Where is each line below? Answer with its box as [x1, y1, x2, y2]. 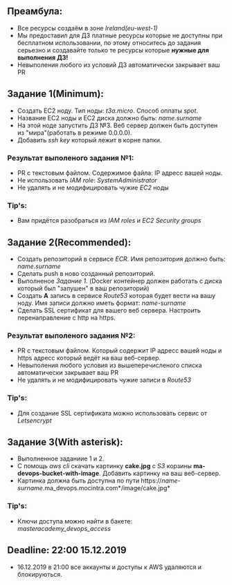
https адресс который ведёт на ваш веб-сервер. [17, 354, 161, 362]
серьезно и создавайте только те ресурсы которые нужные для [17, 46, 209, 54]
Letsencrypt [17, 416, 52, 425]
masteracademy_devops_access [17, 524, 111, 532]
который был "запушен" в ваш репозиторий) [17, 284, 150, 292]
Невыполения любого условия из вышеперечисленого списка [17, 361, 202, 369]
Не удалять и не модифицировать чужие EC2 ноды [17, 183, 169, 192]
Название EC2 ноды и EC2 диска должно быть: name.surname [17, 113, 202, 122]
